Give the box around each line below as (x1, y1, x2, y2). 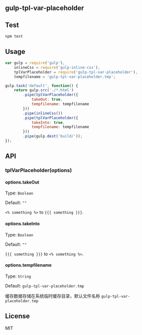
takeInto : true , (31, 120, 65, 125)
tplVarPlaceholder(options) (5, 167, 72, 174)
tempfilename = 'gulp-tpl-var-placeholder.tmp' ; (14, 74, 116, 79)
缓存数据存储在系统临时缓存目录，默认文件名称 (5, 293, 100, 299)
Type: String (5, 273, 31, 279)
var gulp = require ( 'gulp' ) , (5, 60, 65, 66)
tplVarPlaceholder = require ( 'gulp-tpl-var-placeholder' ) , (14, 69, 138, 75)
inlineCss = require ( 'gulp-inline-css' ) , (14, 65, 100, 70)
